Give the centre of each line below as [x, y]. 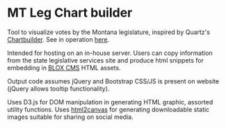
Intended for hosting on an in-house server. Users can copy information [110, 53]
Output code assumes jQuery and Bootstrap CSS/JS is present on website [113, 81]
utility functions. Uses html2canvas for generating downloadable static [108, 109]
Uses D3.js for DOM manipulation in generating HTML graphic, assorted [110, 102]
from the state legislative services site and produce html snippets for [105, 60]
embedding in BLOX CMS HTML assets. [64, 67]
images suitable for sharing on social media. [70, 117]
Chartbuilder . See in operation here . [58, 39]
